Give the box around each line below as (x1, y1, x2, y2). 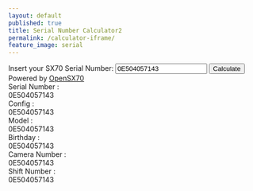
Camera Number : (8, 150, 67, 159)
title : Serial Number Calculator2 (8, 26, 123, 34)
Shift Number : (8, 166, 56, 176)
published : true (8, 19, 62, 27)
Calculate (213, 64, 241, 73)
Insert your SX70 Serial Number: (8, 64, 114, 73)
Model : (8, 116, 33, 126)
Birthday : (8, 133, 40, 142)
